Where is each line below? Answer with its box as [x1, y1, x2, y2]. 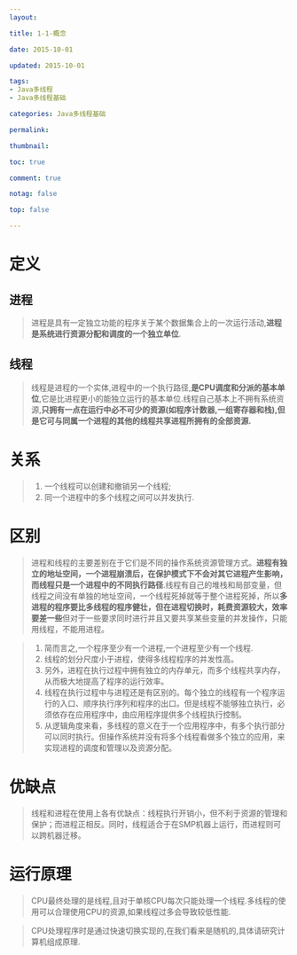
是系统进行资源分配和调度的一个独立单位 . [30, 329, 182, 339]
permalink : [9, 125, 50, 134]
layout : [9, 12, 38, 22]
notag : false [9, 190, 58, 199]
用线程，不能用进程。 [30, 623, 109, 634]
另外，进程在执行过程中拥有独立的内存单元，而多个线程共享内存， [43, 664, 285, 675]
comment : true [9, 174, 62, 183]
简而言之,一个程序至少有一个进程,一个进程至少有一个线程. [43, 642, 254, 653]
